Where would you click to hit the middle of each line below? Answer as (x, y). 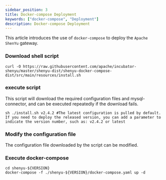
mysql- (138, 98)
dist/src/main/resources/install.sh (43, 75)
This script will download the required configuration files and (67, 98)
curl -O (13, 66)
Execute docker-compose (37, 158)
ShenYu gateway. (22, 43)
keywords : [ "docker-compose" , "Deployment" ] (52, 19)
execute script (23, 88)
